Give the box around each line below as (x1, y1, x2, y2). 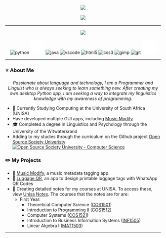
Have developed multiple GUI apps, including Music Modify (12, 116, 133, 122)
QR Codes (12, 181, 34, 187)
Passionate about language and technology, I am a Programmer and (13, 80, 153, 86)
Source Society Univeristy (12, 139, 66, 145)
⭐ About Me (5, 67, 34, 74)
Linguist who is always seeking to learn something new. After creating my (8, 85, 158, 91)
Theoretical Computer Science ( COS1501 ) (27, 201, 112, 207)
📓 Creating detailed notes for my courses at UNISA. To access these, (12, 186, 153, 191)
